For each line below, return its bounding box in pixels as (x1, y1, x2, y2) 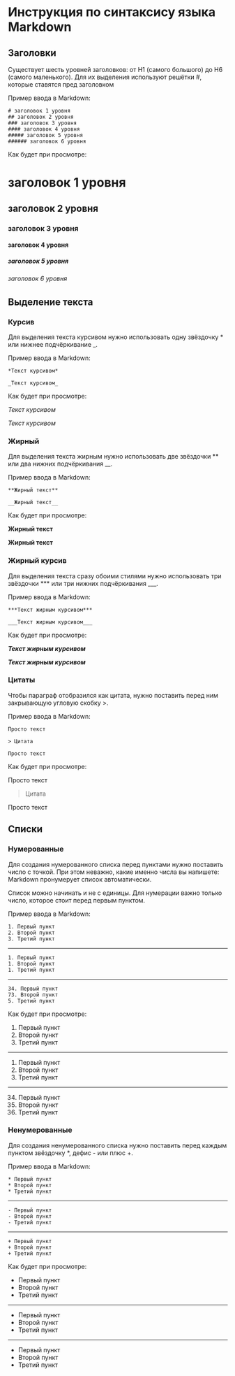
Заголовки (8, 47, 56, 59)
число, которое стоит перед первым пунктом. (8, 896, 146, 904)
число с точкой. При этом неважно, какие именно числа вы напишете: (8, 868, 220, 876)
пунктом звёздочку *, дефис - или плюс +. (8, 1148, 133, 1157)
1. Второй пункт (8, 960, 55, 967)
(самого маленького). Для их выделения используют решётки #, (8, 73, 202, 81)
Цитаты (8, 675, 36, 685)
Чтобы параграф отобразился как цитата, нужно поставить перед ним (8, 691, 219, 699)
